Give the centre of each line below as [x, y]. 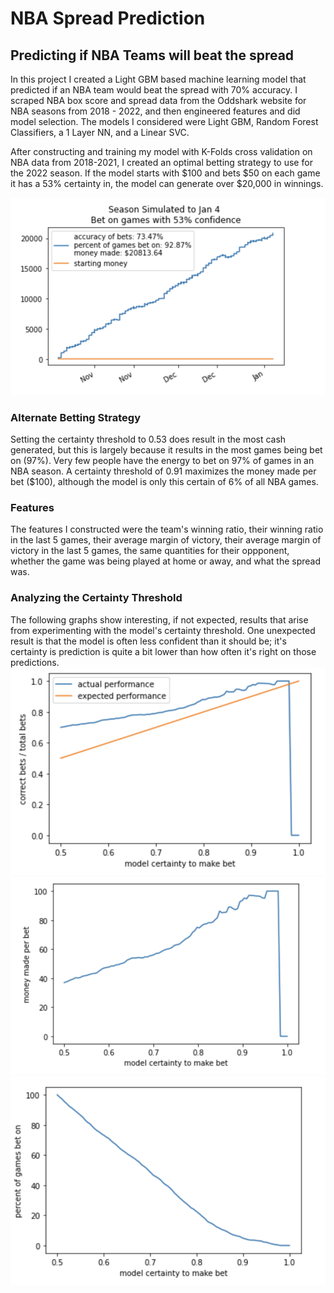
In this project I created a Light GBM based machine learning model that [158, 79]
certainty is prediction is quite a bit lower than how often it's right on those [163, 651]
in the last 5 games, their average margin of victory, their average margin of [166, 540]
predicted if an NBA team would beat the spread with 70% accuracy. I [154, 90]
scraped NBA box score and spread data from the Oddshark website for [158, 100]
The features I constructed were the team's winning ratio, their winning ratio [167, 529]
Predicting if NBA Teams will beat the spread [152, 55]
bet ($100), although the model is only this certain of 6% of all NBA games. [164, 481]
